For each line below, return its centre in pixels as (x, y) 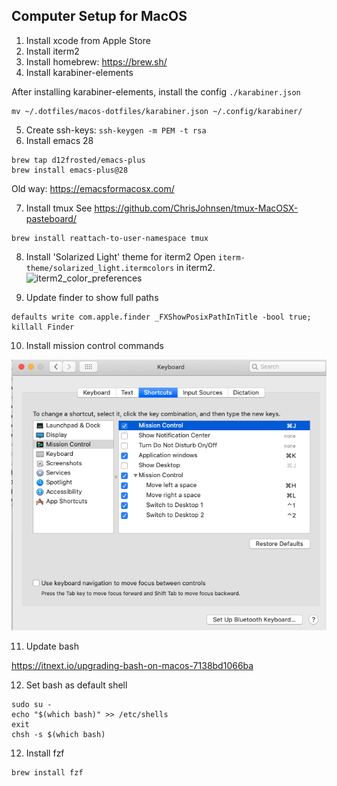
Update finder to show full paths (92, 297)
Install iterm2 (52, 51)
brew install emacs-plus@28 (70, 170)
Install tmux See (59, 208)
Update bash (52, 646)
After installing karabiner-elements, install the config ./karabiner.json (156, 91)
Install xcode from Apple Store (88, 40)
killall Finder (43, 327)
